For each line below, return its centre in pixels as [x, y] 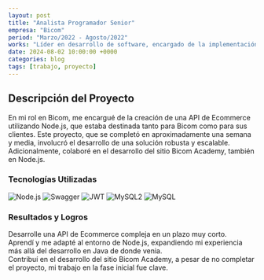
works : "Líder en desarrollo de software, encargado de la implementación [133, 45]
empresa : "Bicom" [37, 30]
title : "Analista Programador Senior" [71, 23]
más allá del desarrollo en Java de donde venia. [85, 251]
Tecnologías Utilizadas [53, 179]
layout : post [29, 15]
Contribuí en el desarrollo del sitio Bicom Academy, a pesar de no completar [132, 260]
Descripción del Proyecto [71, 99]
